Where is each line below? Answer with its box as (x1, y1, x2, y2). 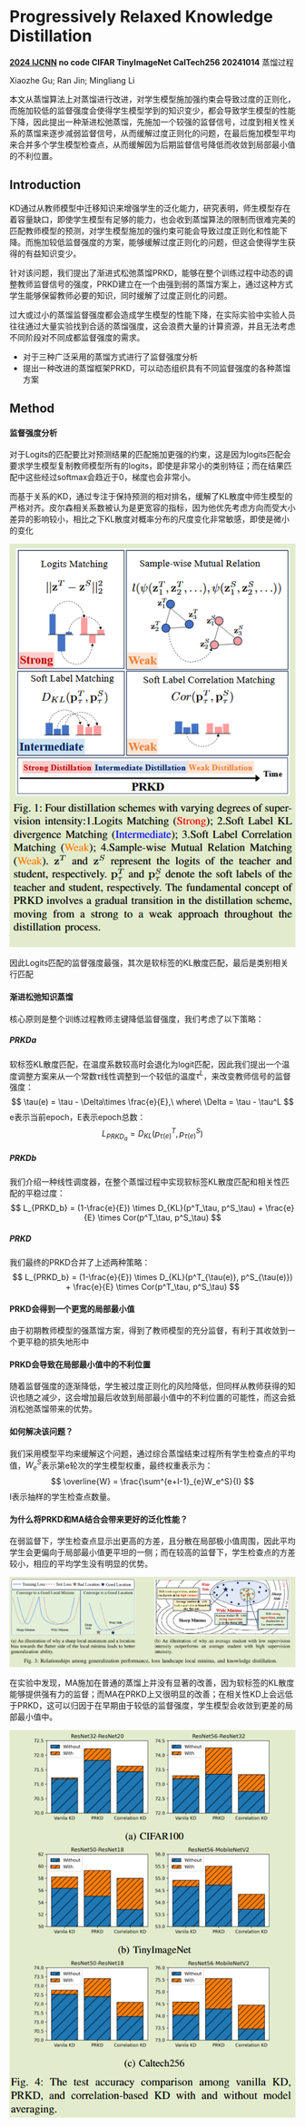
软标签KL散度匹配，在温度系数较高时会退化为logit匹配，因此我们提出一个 (9, 1059, 282, 1069)
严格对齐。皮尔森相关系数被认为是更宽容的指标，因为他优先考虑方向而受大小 (9, 502, 296, 514)
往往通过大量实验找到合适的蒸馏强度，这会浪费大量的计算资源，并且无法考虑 (9, 320, 296, 331)
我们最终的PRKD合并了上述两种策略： (9, 1256, 151, 1267)
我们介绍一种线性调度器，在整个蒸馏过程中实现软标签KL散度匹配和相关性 (9, 1177, 282, 1187)
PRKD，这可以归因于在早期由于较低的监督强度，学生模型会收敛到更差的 (16, 1700, 286, 1711)
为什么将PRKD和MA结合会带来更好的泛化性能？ (9, 1513, 188, 1524)
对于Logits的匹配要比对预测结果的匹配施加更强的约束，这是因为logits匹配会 (9, 449, 291, 460)
